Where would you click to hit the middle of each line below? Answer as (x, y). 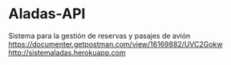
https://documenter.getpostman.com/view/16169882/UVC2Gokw (115, 44)
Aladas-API (47, 14)
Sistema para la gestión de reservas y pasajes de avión (99, 36)
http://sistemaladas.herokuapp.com (67, 52)
